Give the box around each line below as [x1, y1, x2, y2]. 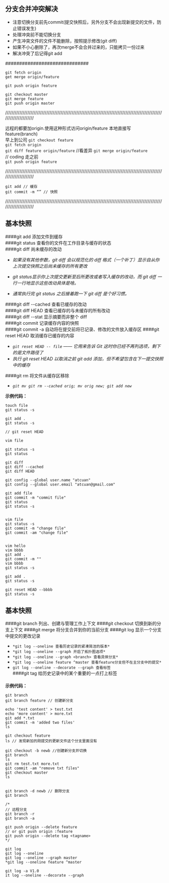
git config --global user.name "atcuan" [5, 478, 91, 483]
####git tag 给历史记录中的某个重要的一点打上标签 [12, 671, 117, 677]
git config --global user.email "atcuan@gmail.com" [5, 482, 115, 487]
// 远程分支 [5, 807, 28, 812]
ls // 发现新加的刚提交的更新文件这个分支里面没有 [5, 739, 97, 744]
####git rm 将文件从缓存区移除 [5, 372, 69, 378]
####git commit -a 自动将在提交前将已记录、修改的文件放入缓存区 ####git [5, 326, 159, 332]
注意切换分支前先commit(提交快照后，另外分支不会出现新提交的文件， [12, 19, 157, 25]
